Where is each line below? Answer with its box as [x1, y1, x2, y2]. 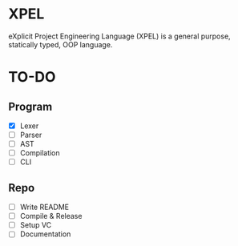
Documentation [19, 229, 71, 239]
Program [8, 99, 53, 113]
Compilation [19, 148, 60, 158]
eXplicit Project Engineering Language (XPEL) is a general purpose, [8, 31, 231, 41]
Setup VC [19, 220, 52, 230]
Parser [19, 130, 42, 139]
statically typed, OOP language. [8, 39, 113, 49]
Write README [19, 202, 70, 212]
